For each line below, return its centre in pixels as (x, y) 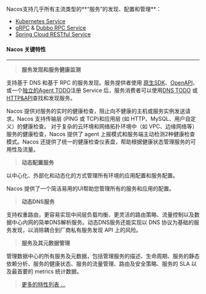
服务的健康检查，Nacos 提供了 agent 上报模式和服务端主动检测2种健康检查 (101, 134)
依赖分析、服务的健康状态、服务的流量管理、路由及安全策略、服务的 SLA (98, 264)
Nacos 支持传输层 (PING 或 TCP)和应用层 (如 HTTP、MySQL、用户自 (104, 119)
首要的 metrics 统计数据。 (50, 271)
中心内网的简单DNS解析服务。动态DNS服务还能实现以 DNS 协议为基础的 (103, 222)
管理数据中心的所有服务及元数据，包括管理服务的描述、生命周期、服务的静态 (103, 256)
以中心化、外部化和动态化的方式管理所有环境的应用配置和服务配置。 (92, 176)
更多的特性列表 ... (43, 285)
